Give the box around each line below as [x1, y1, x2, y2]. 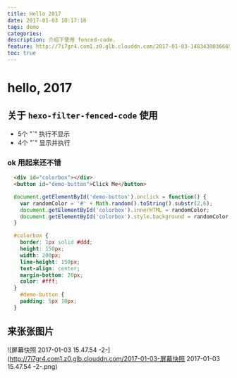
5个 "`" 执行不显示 [17, 130, 71, 138]
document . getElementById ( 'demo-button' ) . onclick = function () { [13, 193, 207, 201]
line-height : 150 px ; [20, 258, 80, 265]
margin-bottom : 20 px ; [20, 272, 83, 279]
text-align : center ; [20, 265, 80, 272]
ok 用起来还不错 [7, 158, 61, 168]
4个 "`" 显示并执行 [17, 138, 71, 146]
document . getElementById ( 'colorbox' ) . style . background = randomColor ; [20, 213, 232, 220]
